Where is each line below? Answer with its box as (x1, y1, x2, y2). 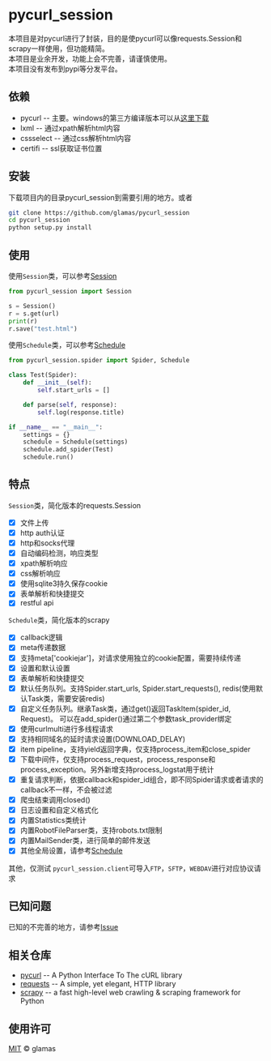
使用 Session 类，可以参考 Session (8, 272, 117, 280)
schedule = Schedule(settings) (23, 438, 129, 447)
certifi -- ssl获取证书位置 (19, 143, 103, 153)
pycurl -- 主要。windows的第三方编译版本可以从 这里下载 (19, 113, 210, 122)
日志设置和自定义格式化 (19, 805, 99, 815)
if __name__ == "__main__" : (8, 423, 104, 431)
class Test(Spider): (8, 371, 78, 379)
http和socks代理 (19, 537, 75, 548)
